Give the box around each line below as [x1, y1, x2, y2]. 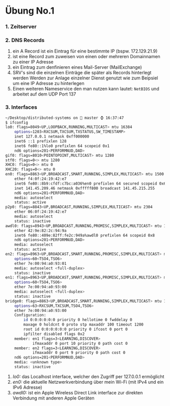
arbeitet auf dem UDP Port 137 [12, 91, 76, 97]
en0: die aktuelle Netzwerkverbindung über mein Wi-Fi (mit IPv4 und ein [12, 379, 164, 385]
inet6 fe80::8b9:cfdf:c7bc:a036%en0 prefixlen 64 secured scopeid [14, 181, 157, 186]
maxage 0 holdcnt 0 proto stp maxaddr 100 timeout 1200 [23, 322, 144, 327]
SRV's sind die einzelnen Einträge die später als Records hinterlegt [12, 70, 152, 76]
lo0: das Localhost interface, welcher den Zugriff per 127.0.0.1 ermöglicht [12, 373, 164, 379]
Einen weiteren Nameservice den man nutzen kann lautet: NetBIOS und [12, 86, 159, 92]
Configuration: [14, 312, 47, 318]
